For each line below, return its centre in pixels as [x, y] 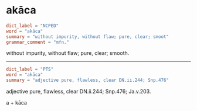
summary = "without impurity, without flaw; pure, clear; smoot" [87, 37]
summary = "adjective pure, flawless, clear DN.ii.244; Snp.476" [87, 80]
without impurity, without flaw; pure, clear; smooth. [68, 53]
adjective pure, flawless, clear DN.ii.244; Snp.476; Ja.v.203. [79, 92]
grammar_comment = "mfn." [38, 42]
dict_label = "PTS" [30, 70]
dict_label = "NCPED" [33, 26]
